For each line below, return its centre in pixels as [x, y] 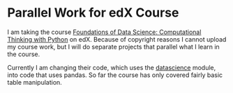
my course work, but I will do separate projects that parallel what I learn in [113, 46]
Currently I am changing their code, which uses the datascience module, [112, 67]
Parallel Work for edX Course [93, 13]
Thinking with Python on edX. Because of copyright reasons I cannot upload [117, 39]
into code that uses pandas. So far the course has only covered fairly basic [115, 75]
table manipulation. [35, 82]
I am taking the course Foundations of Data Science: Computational [104, 32]
